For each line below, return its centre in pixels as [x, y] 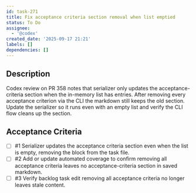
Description [28, 74]
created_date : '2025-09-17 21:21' [49, 39]
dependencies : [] [27, 50]
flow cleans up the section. [39, 113]
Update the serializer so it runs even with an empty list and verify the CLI [94, 107]
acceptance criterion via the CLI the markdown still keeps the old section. [95, 100]
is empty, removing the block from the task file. [72, 153]
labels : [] [19, 45]
